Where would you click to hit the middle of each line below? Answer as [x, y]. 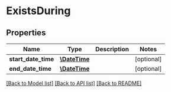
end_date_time [30, 69]
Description [112, 49]
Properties [26, 33]
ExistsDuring [38, 11]
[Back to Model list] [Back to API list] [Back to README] [74, 83]
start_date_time [32, 59]
